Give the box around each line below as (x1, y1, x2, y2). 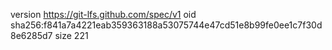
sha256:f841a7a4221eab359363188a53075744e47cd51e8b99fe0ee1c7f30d (10, 19, 323, 31)
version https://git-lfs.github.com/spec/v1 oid (10, 9, 197, 20)
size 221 (54, 30, 89, 41)
